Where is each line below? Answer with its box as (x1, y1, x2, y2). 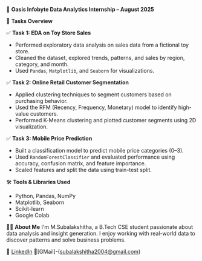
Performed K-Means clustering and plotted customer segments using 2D (15, 117, 197, 124)
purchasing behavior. (15, 97, 68, 104)
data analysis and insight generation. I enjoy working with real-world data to (6, 230, 195, 237)
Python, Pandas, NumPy (15, 193, 76, 199)
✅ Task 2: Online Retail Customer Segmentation (6, 79, 129, 86)
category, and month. (15, 61, 69, 68)
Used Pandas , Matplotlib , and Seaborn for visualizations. (15, 67, 155, 74)
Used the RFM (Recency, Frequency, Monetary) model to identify (15, 104, 177, 111)
